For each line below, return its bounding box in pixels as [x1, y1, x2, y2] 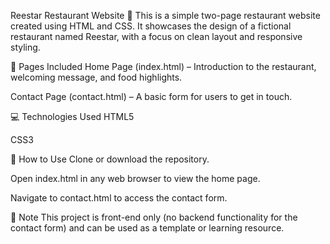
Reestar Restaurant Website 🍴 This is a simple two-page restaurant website [10, 10, 321, 21]
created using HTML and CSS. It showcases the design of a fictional [10, 20, 292, 32]
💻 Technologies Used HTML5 [10, 111, 135, 122]
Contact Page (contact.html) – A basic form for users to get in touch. [10, 91, 293, 102]
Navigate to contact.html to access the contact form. [10, 192, 228, 204]
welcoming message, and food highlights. [10, 71, 183, 83]
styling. [10, 41, 41, 53]
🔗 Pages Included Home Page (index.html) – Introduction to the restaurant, [10, 61, 317, 72]
